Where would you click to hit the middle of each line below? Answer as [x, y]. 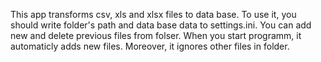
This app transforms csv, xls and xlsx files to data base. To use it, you [153, 14]
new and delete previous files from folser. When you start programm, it [156, 35]
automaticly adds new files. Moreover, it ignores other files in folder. [150, 46]
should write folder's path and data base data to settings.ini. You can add [161, 25]
